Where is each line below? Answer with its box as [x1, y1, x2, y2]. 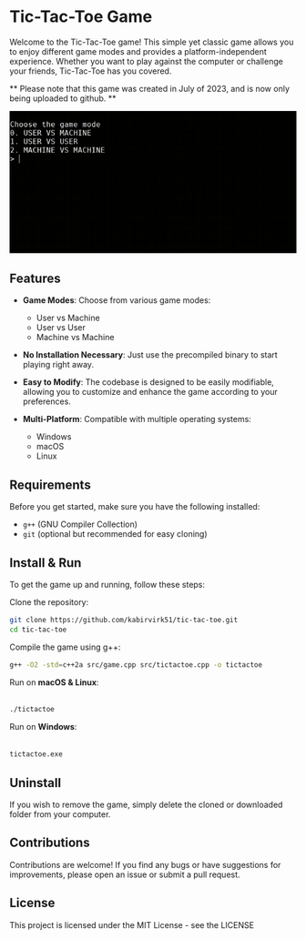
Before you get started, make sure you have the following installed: [9, 501, 260, 512]
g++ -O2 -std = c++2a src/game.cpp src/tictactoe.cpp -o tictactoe [9, 660, 262, 670]
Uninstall [9, 775, 62, 791]
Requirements [9, 477, 91, 492]
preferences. [22, 396, 71, 407]
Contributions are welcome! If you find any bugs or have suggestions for [9, 859, 281, 870]
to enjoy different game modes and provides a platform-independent [9, 45, 267, 56]
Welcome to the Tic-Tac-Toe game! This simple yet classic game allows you [9, 36, 294, 47]
